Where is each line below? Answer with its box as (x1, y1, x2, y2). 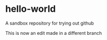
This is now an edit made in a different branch (5, 30, 102, 36)
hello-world (5, 3, 56, 15)
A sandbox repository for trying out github (5, 20, 94, 26)
